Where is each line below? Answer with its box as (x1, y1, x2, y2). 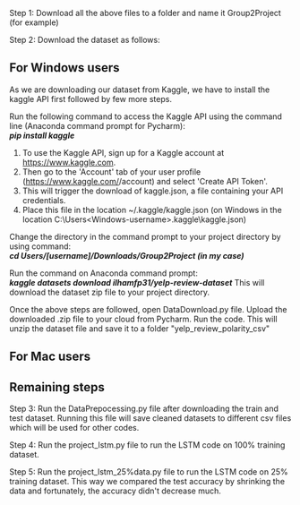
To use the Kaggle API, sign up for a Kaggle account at (21, 147, 225, 158)
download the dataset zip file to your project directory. (9, 287, 210, 297)
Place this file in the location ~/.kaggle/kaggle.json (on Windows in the (21, 204, 282, 215)
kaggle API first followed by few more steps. (9, 93, 173, 104)
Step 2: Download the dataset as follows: (9, 35, 161, 45)
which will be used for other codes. (9, 423, 140, 433)
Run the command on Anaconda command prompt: (9, 268, 199, 278)
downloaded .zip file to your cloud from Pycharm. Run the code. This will (9, 313, 278, 324)
